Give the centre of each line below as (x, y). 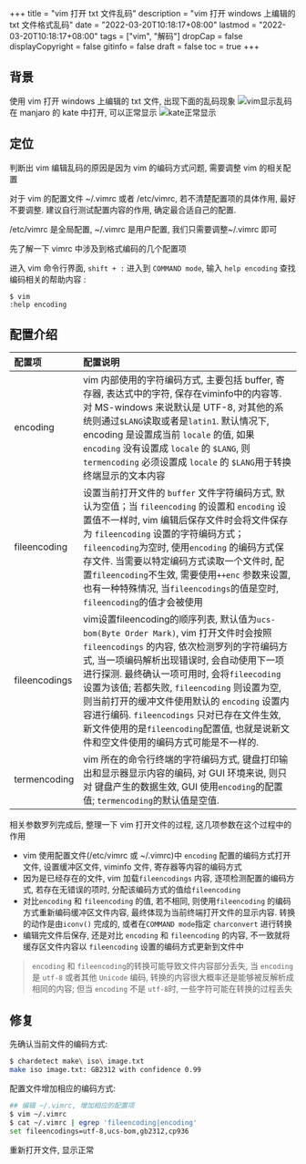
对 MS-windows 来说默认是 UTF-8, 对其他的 (179, 407)
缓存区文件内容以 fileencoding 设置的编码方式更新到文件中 (133, 947)
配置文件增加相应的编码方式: (63, 1088)
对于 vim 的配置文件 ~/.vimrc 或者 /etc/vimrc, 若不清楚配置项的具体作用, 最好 (153, 198)
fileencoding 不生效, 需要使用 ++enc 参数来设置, (192, 575)
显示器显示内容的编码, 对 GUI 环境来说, (184, 773)
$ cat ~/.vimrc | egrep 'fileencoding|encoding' (103, 1123)
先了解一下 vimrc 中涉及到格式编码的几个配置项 (98, 248)
